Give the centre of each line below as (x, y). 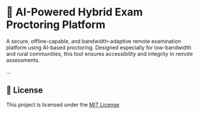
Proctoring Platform (56, 25)
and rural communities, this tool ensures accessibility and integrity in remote (99, 53)
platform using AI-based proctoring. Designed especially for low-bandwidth (99, 47)
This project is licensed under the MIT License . (64, 104)
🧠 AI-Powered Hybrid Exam (75, 12)
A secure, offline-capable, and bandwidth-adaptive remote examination (94, 41)
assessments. (23, 60)
